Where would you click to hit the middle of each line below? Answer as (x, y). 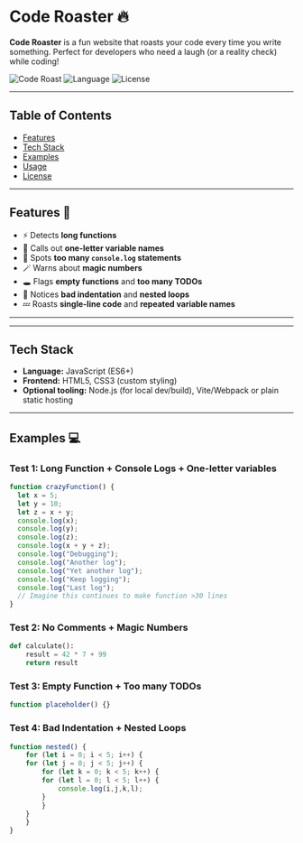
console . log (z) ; (48, 537)
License (37, 176)
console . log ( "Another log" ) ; (72, 562)
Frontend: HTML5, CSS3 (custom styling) (100, 381)
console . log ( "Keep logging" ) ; (74, 579)
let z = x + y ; (46, 512)
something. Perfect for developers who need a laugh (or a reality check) (143, 51)
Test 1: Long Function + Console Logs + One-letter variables (143, 468)
